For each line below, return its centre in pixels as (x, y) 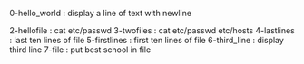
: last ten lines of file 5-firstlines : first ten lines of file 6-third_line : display (147, 40)
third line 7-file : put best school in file (80, 50)
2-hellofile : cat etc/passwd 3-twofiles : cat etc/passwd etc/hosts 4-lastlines (152, 30)
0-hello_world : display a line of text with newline (101, 13)
